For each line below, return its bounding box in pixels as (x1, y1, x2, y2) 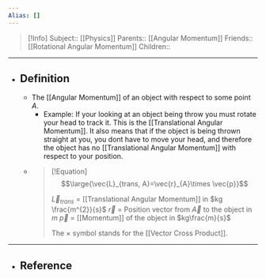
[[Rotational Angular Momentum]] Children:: (27, 41, 171, 51)
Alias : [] (8, 11, 41, 20)
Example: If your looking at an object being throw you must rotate (43, 110, 257, 119)
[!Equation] (51, 167, 88, 176)
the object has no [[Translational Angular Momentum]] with (43, 143, 236, 152)
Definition (19, 72, 70, 85)
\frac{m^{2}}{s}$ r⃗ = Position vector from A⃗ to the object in (51, 205, 253, 214)
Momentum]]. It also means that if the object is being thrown (43, 126, 241, 136)
